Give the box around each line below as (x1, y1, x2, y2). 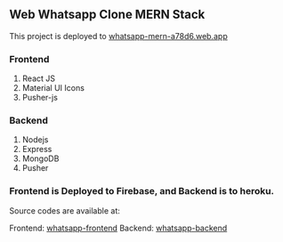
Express (21, 144, 53, 155)
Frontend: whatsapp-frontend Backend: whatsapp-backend (9, 222, 228, 233)
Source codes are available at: (9, 205, 120, 216)
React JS (21, 73, 56, 84)
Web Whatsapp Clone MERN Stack (9, 7, 206, 22)
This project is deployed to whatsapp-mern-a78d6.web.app (9, 30, 229, 41)
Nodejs (21, 134, 49, 145)
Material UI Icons (21, 83, 85, 93)
